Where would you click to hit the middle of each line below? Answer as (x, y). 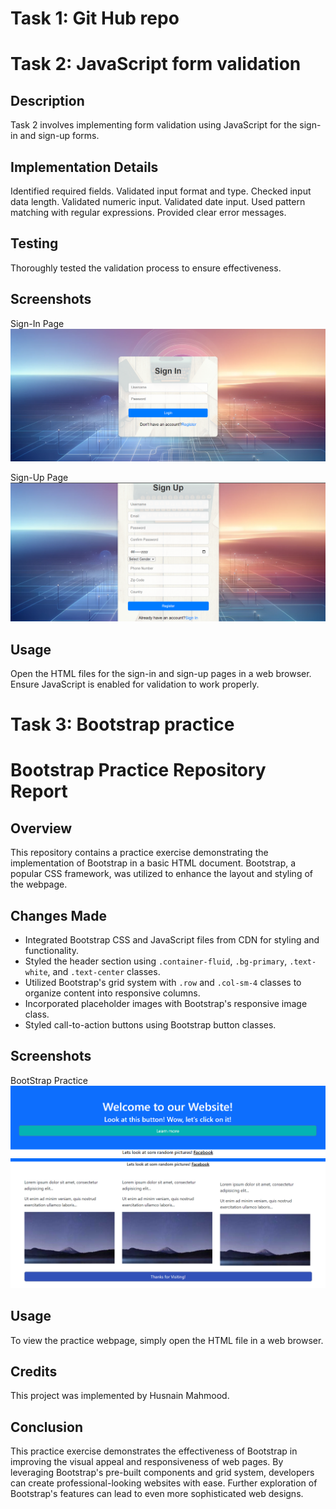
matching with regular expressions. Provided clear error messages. (148, 212)
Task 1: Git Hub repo (95, 18)
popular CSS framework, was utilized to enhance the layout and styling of (161, 874)
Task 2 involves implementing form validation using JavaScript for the (154, 125)
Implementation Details (84, 167)
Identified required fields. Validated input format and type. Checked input (161, 191)
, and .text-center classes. (104, 972)
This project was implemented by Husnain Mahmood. (120, 1396)
